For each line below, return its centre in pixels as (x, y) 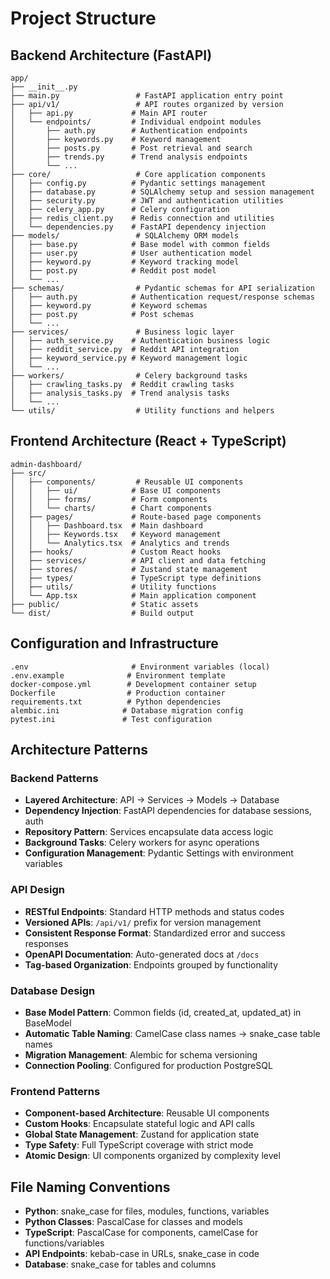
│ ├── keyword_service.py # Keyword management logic (129, 358)
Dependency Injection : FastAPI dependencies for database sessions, (168, 811)
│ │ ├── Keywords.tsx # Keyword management (116, 534)
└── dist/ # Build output (102, 613)
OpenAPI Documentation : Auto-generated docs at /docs (142, 954)
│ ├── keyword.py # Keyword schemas (109, 306)
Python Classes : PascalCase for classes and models (134, 1222)
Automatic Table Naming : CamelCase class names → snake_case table (172, 1033)
